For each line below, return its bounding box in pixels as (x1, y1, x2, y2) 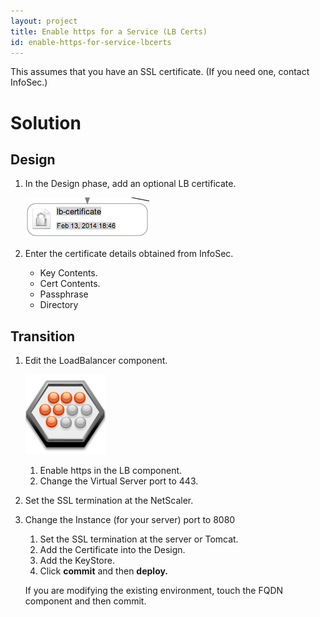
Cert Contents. (39, 278, 101, 290)
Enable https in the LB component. (39, 465, 183, 477)
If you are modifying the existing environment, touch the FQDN (24, 585, 284, 597)
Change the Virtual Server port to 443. (39, 475, 199, 487)
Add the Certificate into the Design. (39, 544, 186, 556)
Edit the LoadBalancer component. (24, 355, 168, 367)
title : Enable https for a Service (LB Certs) (10, 26, 208, 37)
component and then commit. (24, 595, 147, 607)
